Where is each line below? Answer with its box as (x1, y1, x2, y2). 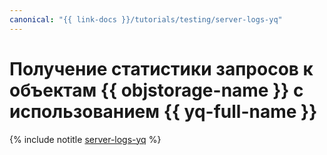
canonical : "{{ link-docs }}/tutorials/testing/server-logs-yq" (9, 14, 283, 25)
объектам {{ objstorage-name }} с (9, 79, 304, 101)
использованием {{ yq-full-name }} (9, 100, 318, 123)
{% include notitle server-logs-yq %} (9, 133, 162, 145)
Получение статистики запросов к (9, 57, 314, 80)
